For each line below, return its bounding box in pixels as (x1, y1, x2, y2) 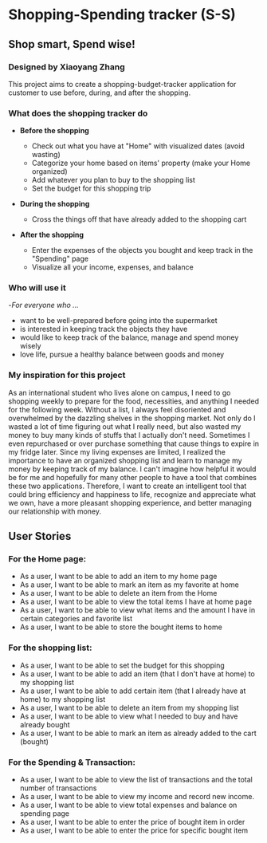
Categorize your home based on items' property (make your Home (31, 158, 251, 168)
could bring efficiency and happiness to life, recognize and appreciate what (8, 489, 257, 499)
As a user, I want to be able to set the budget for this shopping (19, 660, 225, 670)
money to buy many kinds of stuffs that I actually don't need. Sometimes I (8, 430, 250, 439)
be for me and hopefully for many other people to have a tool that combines (8, 472, 257, 482)
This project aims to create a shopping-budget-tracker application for (8, 79, 237, 89)
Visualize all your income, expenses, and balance (31, 262, 194, 272)
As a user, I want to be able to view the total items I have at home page (19, 597, 253, 607)
